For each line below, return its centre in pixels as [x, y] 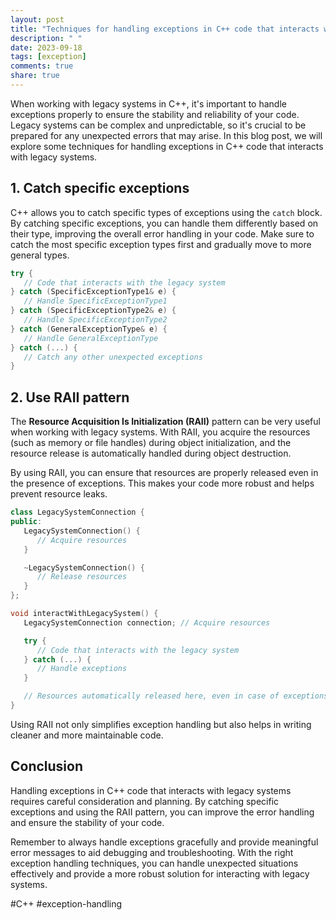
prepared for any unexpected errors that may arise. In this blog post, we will [166, 135]
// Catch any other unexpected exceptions [113, 357]
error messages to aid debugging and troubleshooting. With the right [152, 852]
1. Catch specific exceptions [100, 188]
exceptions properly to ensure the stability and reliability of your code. [155, 114]
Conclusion [47, 766]
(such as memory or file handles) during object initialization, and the [151, 443]
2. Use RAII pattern [70, 397]
